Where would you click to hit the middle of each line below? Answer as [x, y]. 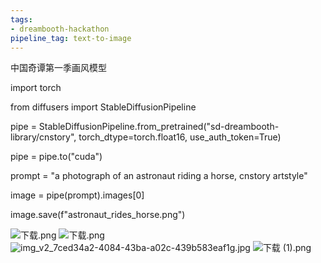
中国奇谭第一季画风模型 [58, 68]
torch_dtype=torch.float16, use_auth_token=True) [180, 137]
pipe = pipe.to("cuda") [56, 157]
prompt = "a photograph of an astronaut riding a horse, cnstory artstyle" [159, 176]
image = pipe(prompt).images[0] [77, 195]
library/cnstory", [43, 137]
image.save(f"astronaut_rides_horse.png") [98, 215]
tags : [21, 19]
